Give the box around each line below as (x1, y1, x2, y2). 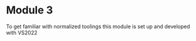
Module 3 (6, 4, 53, 17)
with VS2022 (6, 29, 38, 36)
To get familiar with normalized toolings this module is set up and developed (6, 23, 191, 30)
